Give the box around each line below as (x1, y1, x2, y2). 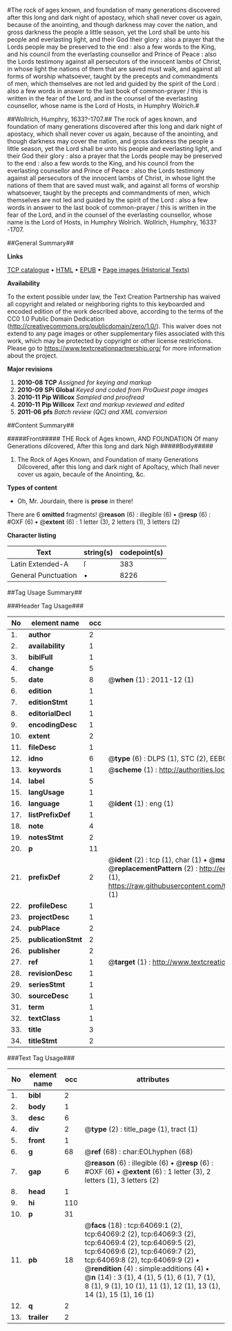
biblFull (28, 653, 53, 662)
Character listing (7, 531, 57, 539)
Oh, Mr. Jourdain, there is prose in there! (17, 497, 133, 505)
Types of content (7, 484, 57, 491)
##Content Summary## (7, 421, 75, 429)
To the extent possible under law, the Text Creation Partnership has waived (7, 292, 221, 301)
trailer (28, 1312, 49, 1322)
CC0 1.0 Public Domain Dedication (7, 315, 105, 323)
